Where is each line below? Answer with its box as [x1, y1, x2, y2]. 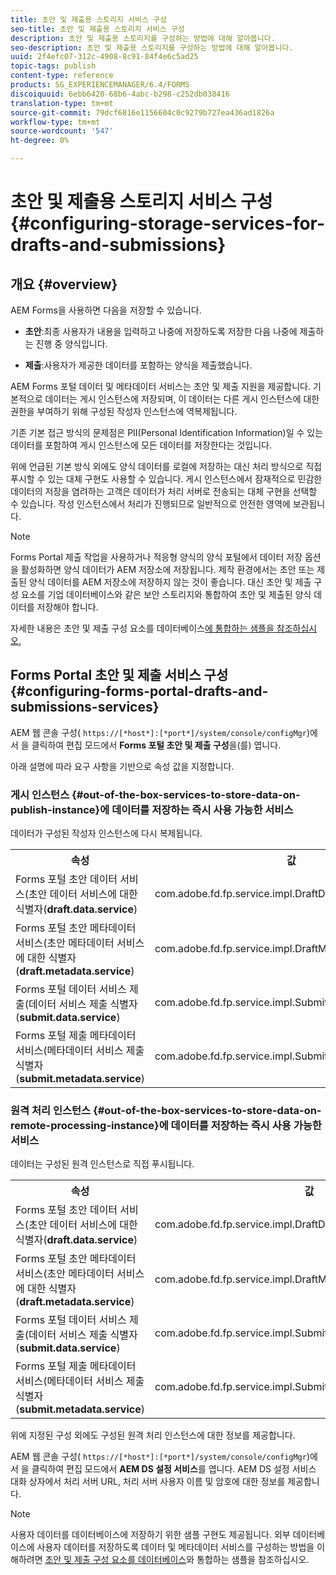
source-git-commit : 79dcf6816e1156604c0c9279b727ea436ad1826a [10, 107, 275, 118]
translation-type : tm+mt [10, 98, 114, 108]
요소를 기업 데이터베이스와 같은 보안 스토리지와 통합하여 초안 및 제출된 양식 [20, 589, 312, 600]
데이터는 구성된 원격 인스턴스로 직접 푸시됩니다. [10, 1158, 195, 1170]
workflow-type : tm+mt [10, 117, 101, 127]
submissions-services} [10, 699, 160, 716]
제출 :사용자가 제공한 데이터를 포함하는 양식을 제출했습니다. [24, 359, 253, 371]
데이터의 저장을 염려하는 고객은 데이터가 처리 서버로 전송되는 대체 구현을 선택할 [10, 486, 318, 497]
